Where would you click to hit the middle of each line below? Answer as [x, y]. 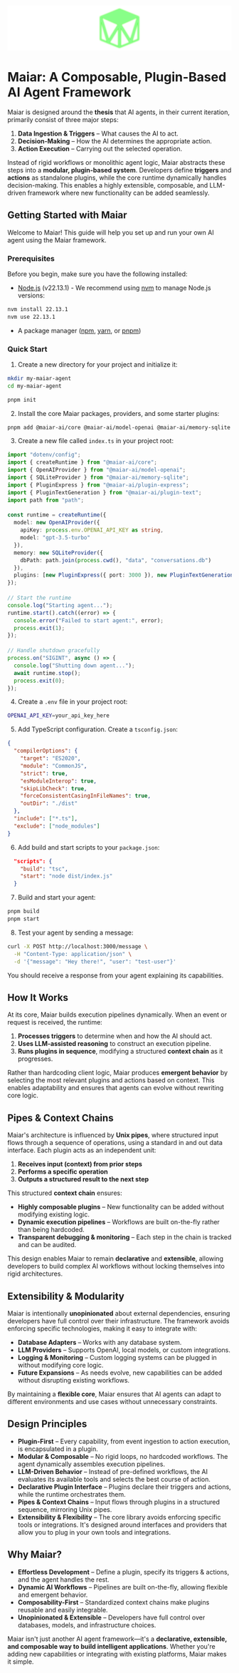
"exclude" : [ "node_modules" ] [57, 826]
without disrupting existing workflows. [74, 1380]
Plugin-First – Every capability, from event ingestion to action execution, [124, 1441]
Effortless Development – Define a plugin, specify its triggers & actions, [123, 1572]
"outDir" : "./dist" [49, 804]
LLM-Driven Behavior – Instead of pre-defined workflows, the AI [113, 1471]
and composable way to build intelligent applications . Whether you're [111, 1646]
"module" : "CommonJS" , [54, 766]
